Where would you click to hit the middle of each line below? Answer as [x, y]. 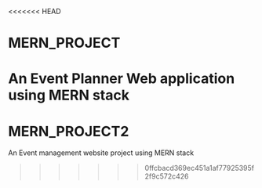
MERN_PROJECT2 [69, 131]
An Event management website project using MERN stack [101, 153]
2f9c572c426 [167, 176]
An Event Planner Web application [122, 79]
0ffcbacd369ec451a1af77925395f [200, 168]
